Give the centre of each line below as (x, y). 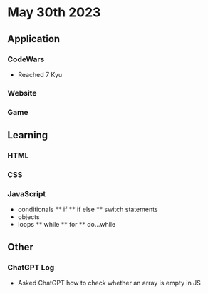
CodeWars (26, 59)
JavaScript (27, 193)
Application (34, 39)
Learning (28, 135)
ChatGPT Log (31, 267)
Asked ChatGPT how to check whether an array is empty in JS (109, 283)
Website (22, 93)
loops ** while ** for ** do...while (67, 225)
